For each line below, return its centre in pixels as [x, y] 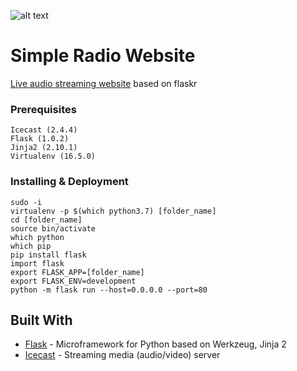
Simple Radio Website [103, 56]
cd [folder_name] [46, 220]
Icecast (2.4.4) [44, 130]
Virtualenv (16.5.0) [53, 156]
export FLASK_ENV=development [73, 281]
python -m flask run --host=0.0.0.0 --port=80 [109, 290]
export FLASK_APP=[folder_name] [77, 272]
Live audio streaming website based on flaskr [104, 83]
